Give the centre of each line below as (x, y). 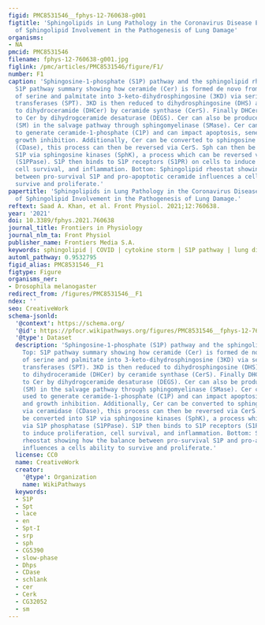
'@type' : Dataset (44, 338)
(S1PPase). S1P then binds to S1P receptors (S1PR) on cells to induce (136, 162)
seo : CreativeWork (38, 308)
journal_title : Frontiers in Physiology (76, 228)
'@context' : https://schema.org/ (70, 323)
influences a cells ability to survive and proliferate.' (119, 448)
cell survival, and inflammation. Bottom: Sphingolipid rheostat (125, 169)
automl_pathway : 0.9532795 (52, 257)
